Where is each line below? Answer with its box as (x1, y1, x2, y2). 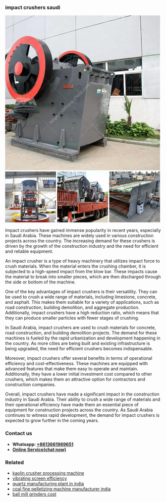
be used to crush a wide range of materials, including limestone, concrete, (5, 294, 157, 300)
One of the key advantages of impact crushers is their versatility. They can (5, 289, 158, 295)
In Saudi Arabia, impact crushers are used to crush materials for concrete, (5, 325, 156, 331)
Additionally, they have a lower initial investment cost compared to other (5, 371, 153, 377)
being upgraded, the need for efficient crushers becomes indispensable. (5, 346, 154, 352)
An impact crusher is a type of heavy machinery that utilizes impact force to (5, 258, 160, 264)
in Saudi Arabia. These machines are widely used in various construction (5, 232, 154, 239)
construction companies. (5, 382, 56, 388)
